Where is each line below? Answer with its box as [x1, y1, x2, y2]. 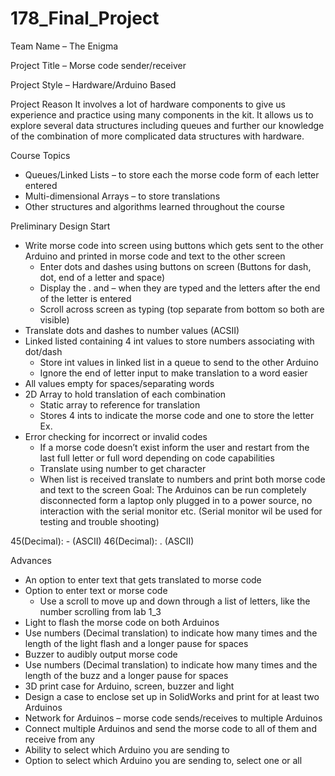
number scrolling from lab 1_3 [39, 605, 162, 617]
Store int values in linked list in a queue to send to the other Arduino [39, 356, 319, 368]
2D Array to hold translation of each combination [24, 388, 227, 400]
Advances [10, 554, 52, 566]
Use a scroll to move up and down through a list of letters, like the [39, 595, 311, 607]
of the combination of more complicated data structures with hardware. [10, 130, 305, 142]
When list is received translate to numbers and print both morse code [39, 473, 326, 485]
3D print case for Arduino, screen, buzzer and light [24, 680, 235, 692]
